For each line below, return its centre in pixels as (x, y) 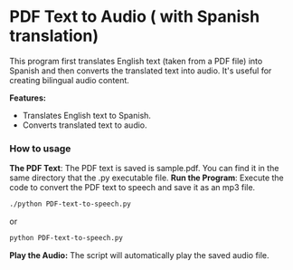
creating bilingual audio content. (69, 80)
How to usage (40, 149)
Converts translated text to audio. (85, 125)
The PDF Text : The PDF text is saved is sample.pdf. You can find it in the (144, 169)
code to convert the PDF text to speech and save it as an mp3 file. (132, 188)
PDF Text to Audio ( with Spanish (135, 17)
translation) (54, 36)
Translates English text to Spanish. (87, 115)
